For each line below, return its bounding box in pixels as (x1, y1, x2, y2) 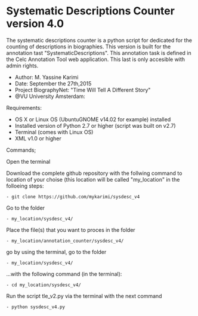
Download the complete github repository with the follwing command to (6, 169, 182, 177)
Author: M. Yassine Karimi (14, 73, 79, 81)
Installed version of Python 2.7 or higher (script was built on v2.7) (14, 122, 176, 129)
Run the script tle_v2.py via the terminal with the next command (6, 292, 162, 299)
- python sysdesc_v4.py (6, 303, 66, 310)
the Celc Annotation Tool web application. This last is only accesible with (6, 56, 185, 63)
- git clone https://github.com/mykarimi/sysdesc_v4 (6, 194, 140, 200)
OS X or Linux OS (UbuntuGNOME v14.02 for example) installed (14, 115, 171, 123)
